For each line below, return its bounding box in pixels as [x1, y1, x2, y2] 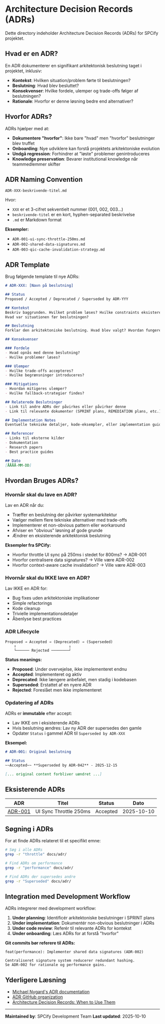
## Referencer [5, 431, 34, 436]
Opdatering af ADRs [5, 699, 54, 706]
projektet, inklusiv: [5, 68, 43, 74]
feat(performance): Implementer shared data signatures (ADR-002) [5, 949, 144, 955]
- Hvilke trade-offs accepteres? [5, 368, 74, 373]
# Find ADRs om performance [5, 860, 63, 865]
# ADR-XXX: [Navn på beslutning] [5, 283, 74, 288]
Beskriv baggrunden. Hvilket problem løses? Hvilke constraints [5, 310, 139, 315]
